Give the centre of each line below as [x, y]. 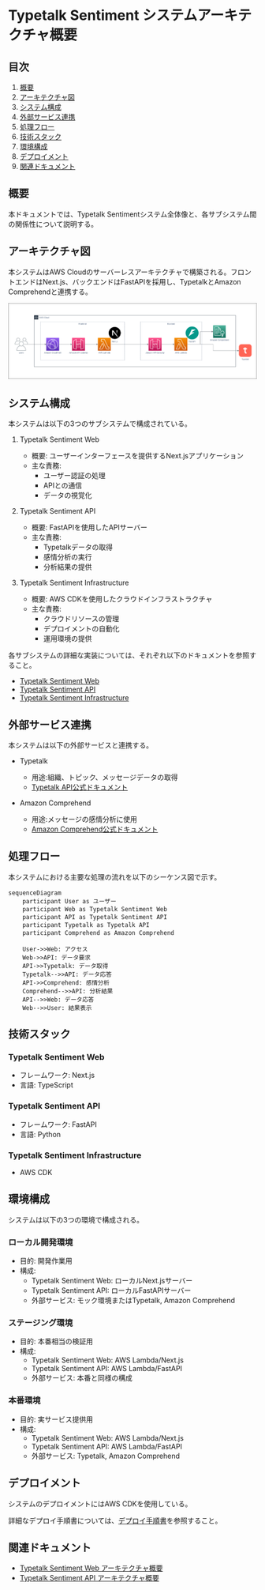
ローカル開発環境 [41, 1242]
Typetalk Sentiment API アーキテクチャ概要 [90, 1578]
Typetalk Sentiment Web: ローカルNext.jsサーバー [112, 1281]
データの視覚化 [67, 495]
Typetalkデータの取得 [78, 547]
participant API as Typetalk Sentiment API [95, 917]
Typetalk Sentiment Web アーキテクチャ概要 [91, 1568]
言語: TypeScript [46, 1085]
